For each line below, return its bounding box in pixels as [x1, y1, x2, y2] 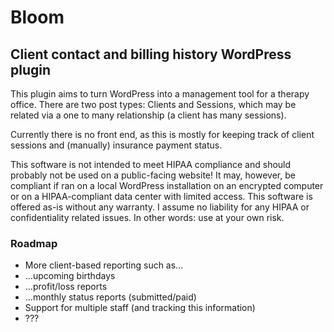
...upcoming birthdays [24, 270, 116, 282]
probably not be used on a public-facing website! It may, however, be [10, 169, 296, 181]
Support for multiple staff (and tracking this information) [24, 302, 256, 314]
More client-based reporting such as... [24, 259, 184, 271]
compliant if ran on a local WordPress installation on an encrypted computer [10, 180, 324, 191]
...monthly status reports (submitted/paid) [24, 291, 197, 303]
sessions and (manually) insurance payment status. [10, 139, 223, 151]
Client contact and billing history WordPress [10, 46, 292, 63]
